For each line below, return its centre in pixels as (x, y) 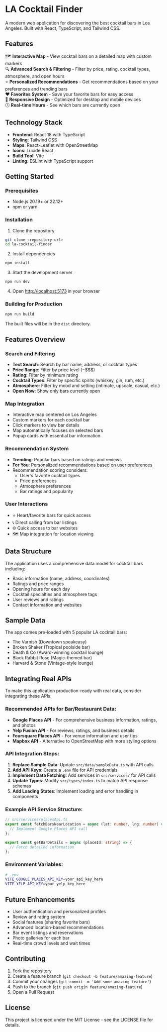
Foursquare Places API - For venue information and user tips (75, 735)
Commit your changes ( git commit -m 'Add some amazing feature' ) (82, 981)
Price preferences (38, 481)
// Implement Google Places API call (49, 829)
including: (15, 569)
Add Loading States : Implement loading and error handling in (75, 791)
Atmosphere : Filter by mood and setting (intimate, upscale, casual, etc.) (86, 385)
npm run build (20, 314)
